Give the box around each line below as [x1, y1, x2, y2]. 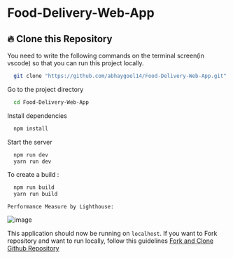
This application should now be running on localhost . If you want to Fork [7, 230, 218, 238]
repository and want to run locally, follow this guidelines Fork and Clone [7, 237, 214, 245]
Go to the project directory [7, 85, 84, 93]
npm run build [13, 184, 55, 191]
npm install [13, 125, 49, 132]
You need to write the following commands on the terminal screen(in [7, 51, 204, 60]
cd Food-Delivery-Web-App [13, 98, 90, 106]
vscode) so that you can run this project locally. [7, 59, 144, 67]
